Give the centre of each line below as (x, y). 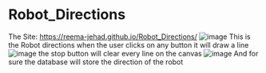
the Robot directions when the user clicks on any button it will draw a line (129, 44)
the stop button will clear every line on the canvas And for (149, 53)
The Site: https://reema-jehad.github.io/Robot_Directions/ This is (130, 36)
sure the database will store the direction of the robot (96, 62)
